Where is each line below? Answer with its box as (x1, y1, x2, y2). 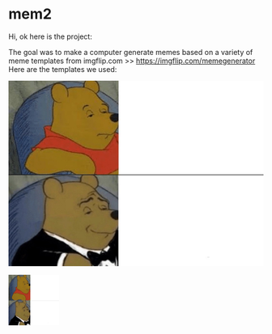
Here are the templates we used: (8, 64, 117, 74)
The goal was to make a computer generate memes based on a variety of (8, 47, 253, 57)
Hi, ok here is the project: (8, 32, 93, 41)
